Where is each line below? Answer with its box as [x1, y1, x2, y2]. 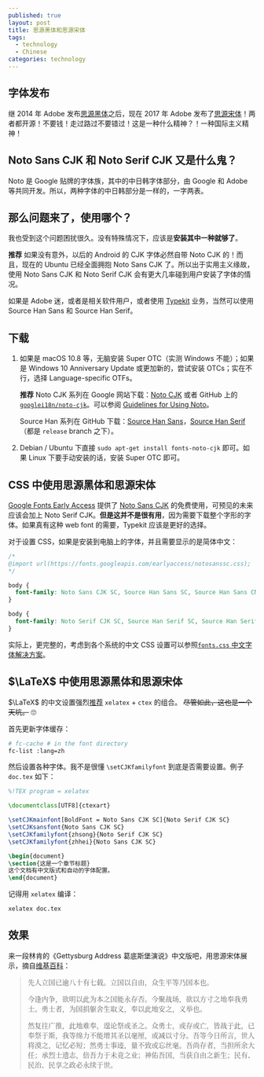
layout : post [8, 19, 51, 27]
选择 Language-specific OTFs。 [33, 373, 137, 383]
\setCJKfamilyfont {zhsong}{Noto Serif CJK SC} [8, 830, 163, 838]
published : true [8, 11, 61, 20]
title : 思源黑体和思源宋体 [8, 26, 86, 34]
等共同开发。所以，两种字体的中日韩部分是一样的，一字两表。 [8, 186, 208, 195]
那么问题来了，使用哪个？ [8, 211, 132, 224]
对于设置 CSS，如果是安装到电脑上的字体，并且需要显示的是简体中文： [8, 536, 238, 546]
